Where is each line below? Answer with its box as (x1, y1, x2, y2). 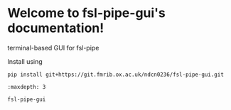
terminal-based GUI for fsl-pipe (7, 43, 100, 52)
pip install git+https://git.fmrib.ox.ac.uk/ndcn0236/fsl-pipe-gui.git (7, 71, 224, 78)
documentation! (7, 20, 104, 36)
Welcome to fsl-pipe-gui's (7, 5, 166, 21)
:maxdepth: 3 (7, 83, 46, 90)
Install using (7, 57, 43, 65)
